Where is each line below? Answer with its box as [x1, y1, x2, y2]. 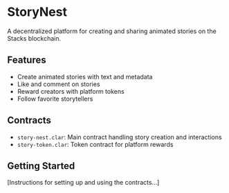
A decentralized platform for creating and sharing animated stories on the [7, 27, 217, 35]
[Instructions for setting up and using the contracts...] [7, 179, 160, 187]
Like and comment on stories [17, 80, 100, 88]
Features [7, 54, 46, 66]
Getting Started [7, 160, 75, 172]
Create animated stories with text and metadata [17, 72, 153, 81]
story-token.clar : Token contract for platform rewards [17, 140, 174, 148]
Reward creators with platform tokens [17, 87, 125, 95]
